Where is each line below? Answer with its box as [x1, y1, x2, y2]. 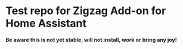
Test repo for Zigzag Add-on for [5, 4, 166, 18]
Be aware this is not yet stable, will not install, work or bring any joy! [5, 36, 177, 43]
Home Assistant [5, 17, 87, 30]
